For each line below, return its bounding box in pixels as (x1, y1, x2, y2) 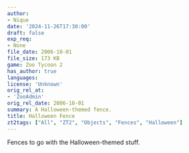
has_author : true (7, 68, 57, 74)
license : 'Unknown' (7, 81, 63, 88)
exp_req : (7, 36, 32, 43)
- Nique (7, 17, 30, 23)
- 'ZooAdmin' (7, 94, 45, 101)
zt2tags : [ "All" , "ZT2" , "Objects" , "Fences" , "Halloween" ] (7, 119, 184, 126)
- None (7, 42, 26, 49)
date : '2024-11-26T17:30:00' (7, 23, 91, 30)
